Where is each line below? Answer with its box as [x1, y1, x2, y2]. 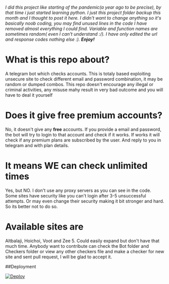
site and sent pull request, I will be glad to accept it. [5, 254, 112, 260]
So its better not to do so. [5, 203, 58, 209]
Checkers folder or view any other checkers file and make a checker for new [5, 248, 164, 254]
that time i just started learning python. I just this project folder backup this [5, 10, 161, 16]
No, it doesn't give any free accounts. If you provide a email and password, [5, 126, 161, 132]
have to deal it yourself [5, 92, 53, 98]
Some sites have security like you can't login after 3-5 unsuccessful [5, 192, 146, 198]
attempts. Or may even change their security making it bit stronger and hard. [5, 198, 164, 204]
